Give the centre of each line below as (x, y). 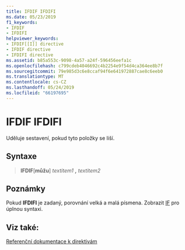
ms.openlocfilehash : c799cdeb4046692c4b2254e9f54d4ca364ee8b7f (85, 66)
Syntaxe (21, 156)
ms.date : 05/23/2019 (31, 17)
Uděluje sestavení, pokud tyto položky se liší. (60, 138)
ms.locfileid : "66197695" (37, 93)
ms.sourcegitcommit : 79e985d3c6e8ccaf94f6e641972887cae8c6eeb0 (85, 71)
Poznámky (26, 188)
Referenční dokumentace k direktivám (52, 242)
